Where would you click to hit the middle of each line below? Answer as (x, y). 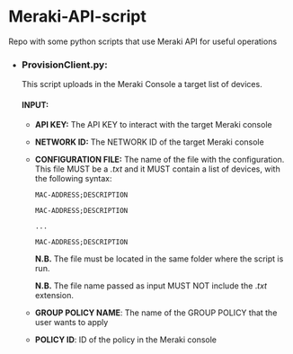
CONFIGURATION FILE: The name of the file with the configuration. (160, 160)
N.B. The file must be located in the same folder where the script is (159, 259)
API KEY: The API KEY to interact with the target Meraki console (153, 125)
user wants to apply (71, 323)
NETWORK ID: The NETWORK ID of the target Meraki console (149, 142)
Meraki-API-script (78, 17)
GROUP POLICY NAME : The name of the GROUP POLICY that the (156, 313)
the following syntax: (73, 179)
